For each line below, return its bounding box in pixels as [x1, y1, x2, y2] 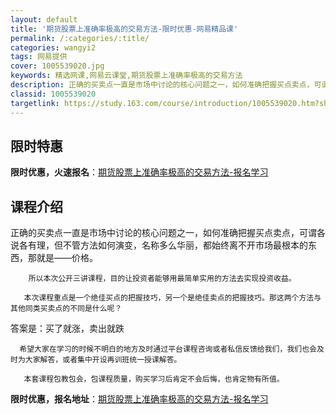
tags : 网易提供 [10, 52, 68, 62]
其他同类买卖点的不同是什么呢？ [10, 304, 123, 314]
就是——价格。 [36, 252, 98, 264]
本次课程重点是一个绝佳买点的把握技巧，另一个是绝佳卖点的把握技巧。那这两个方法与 [23, 293, 322, 303]
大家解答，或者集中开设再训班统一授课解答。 [24, 355, 182, 365]
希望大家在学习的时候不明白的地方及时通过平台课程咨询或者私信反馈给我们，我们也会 [19, 344, 317, 355]
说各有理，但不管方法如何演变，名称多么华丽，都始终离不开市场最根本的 [10, 239, 308, 251]
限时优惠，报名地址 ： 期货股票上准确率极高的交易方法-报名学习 [10, 393, 269, 405]
